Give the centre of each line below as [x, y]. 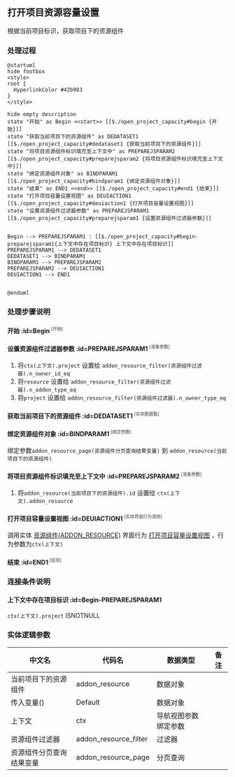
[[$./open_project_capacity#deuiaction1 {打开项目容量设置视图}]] [101, 204]
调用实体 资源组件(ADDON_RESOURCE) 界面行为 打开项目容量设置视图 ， [113, 535]
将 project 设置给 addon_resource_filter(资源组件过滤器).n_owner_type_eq [122, 398]
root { [17, 84]
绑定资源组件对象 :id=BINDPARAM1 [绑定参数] [69, 433]
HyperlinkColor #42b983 [48, 90]
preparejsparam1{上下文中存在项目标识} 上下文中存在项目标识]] [91, 244]
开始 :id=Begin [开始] [35, 330]
